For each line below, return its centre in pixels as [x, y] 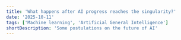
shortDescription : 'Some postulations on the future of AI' [82, 28]
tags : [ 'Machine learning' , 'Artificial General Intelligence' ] [87, 22]
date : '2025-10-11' [30, 17]
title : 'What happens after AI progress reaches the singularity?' [91, 11]
